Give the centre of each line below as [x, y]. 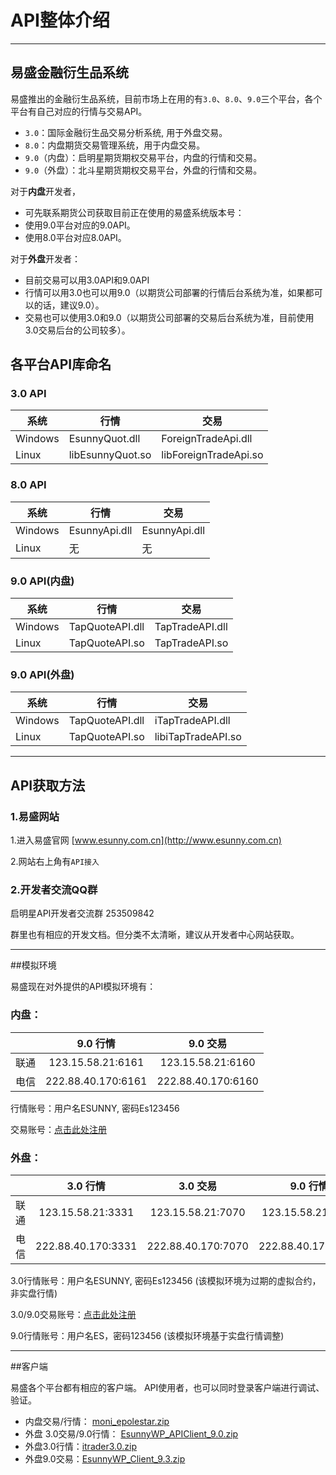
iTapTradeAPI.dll [192, 721]
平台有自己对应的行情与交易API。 [79, 111]
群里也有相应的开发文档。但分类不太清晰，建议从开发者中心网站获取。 [155, 935]
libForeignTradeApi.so [212, 455]
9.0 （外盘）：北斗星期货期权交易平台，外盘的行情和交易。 [143, 170]
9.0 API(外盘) [42, 674]
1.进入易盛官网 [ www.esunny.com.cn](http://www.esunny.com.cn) [146, 840]
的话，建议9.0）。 [69, 305]
